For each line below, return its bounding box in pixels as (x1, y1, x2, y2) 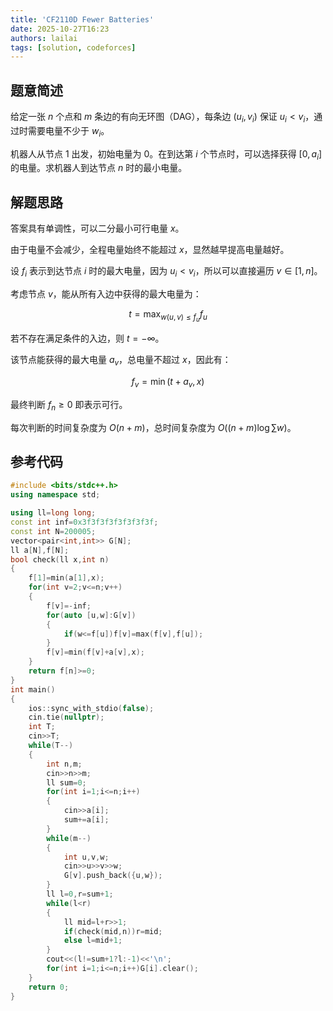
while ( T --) (28, 741, 74, 751)
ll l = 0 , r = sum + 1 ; (46, 889, 114, 900)
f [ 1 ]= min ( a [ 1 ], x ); (28, 573, 105, 583)
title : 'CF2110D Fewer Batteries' (10, 14, 155, 25)
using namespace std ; (10, 490, 101, 500)
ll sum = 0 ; (46, 777, 87, 788)
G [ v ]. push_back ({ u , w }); (63, 871, 163, 881)
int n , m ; (46, 759, 83, 769)
